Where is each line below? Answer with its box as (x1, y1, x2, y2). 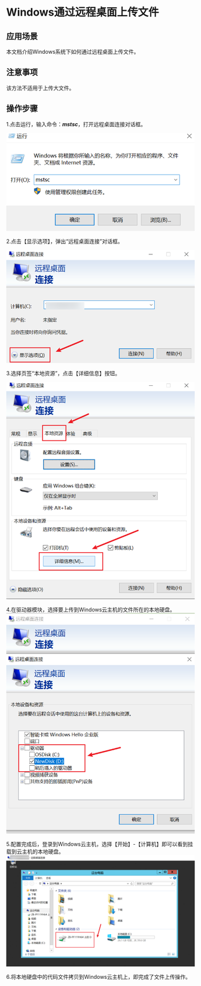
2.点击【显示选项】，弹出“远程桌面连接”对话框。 (6, 238, 123, 245)
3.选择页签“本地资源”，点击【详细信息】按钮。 (6, 369, 121, 377)
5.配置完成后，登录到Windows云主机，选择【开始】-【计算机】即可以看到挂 (6, 840, 193, 847)
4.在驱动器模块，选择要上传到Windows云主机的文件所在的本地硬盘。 (6, 606, 175, 613)
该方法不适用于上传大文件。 (6, 84, 75, 92)
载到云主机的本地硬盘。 (6, 848, 64, 855)
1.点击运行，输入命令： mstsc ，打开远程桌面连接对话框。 (6, 120, 147, 127)
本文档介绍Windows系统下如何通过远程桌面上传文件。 (6, 48, 139, 55)
